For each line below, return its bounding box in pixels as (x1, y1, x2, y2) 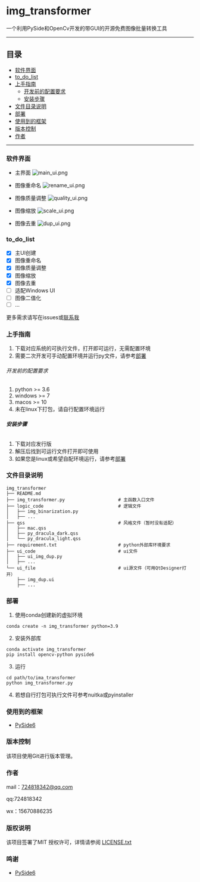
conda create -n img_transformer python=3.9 (6, 624, 118, 630)
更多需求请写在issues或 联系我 (6, 313, 79, 320)
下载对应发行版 (14, 440, 52, 447)
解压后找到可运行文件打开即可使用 (14, 448, 99, 455)
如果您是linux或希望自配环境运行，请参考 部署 (14, 455, 126, 462)
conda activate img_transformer (6, 646, 86, 653)
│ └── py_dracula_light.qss (6, 535, 82, 541)
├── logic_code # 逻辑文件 (6, 503, 142, 509)
